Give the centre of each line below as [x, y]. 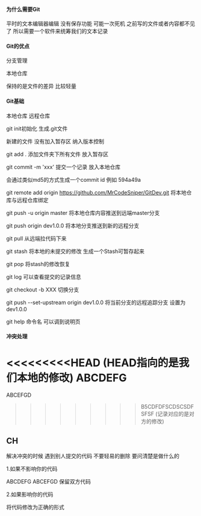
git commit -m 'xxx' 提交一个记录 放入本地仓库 [63, 167]
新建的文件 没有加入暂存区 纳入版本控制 [55, 141]
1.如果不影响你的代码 [32, 468]
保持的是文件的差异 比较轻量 [41, 86]
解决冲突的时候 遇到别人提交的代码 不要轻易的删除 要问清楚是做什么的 [93, 456]
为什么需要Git [23, 9]
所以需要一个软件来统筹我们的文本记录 [60, 31]
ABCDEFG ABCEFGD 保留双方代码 [49, 481]
